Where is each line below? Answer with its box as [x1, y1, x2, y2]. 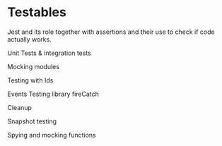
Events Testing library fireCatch [7, 90, 99, 98]
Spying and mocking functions [7, 130, 97, 139]
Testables [7, 4, 67, 20]
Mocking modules [7, 62, 60, 71]
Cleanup [7, 103, 32, 111]
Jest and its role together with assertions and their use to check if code [7, 28, 215, 36]
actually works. [7, 35, 52, 43]
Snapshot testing [7, 117, 57, 126]
